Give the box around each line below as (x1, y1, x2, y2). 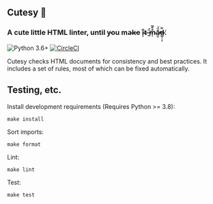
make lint (7, 166, 35, 173)
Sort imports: (7, 127, 44, 136)
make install (7, 116, 44, 123)
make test (7, 191, 35, 199)
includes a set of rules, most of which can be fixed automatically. (7, 64, 190, 73)
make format (7, 141, 41, 148)
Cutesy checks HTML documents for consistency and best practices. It (7, 57, 208, 65)
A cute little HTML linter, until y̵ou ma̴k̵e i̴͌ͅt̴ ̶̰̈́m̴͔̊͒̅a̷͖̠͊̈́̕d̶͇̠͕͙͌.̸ (7, 28, 167, 38)
